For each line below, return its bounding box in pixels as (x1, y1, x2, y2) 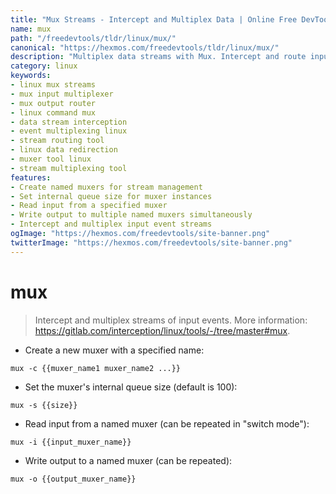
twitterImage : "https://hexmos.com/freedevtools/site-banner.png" (10, 237, 293, 248)
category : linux (10, 61, 78, 71)
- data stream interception (10, 117, 128, 127)
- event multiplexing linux (10, 126, 128, 136)
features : (10, 172, 52, 183)
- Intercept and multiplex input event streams (10, 219, 213, 230)
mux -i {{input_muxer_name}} (10, 437, 132, 447)
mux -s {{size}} (10, 400, 78, 410)
